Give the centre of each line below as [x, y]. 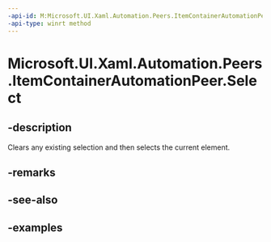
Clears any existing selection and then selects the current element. [119, 147]
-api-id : [22, 16]
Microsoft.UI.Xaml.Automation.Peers [135, 64]
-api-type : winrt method [49, 23]
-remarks [32, 172]
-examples [35, 227]
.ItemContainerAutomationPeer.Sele [133, 81]
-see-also [33, 200]
